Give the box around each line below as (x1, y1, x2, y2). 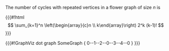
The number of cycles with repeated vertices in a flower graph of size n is (5, 5, 161, 10)
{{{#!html (5, 14, 25, 20)
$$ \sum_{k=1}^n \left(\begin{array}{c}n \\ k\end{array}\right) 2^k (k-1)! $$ (7, 22, 164, 28)
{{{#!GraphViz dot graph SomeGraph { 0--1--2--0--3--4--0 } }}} (5, 40, 140, 46)
